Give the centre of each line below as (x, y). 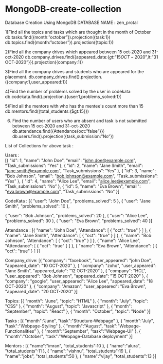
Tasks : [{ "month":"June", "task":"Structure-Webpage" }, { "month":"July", (80, 321)
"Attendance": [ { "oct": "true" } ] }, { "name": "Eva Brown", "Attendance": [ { (81, 245)
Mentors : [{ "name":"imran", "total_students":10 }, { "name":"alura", (73, 345)
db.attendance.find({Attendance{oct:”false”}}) (58, 131)
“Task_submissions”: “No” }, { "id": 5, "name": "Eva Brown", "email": (73, 186)
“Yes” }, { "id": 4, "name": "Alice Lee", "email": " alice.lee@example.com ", (78, 181)
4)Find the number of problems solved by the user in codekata (68, 91)
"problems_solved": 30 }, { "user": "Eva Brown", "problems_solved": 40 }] (79, 221)
